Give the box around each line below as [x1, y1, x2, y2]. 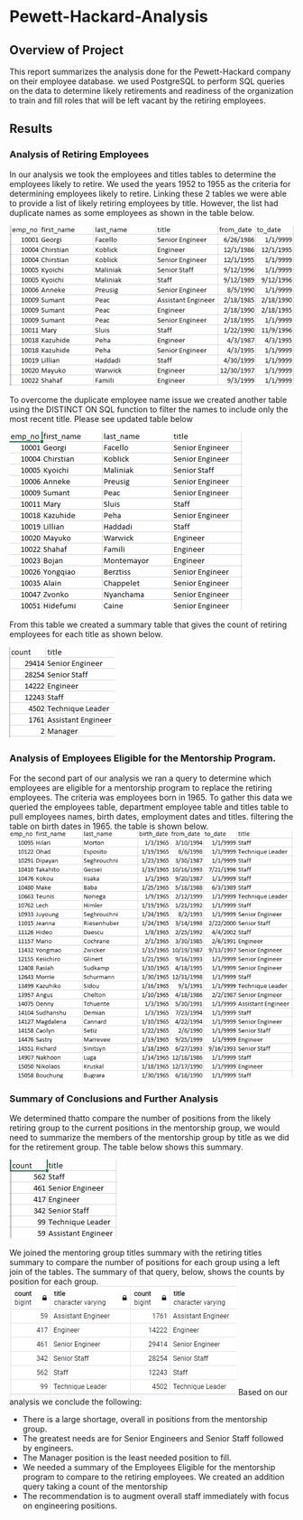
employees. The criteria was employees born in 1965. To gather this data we [9, 792, 293, 802]
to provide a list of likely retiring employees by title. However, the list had [9, 197, 279, 209]
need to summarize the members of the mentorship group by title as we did [9, 1132, 290, 1143]
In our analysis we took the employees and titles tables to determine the [9, 169, 277, 180]
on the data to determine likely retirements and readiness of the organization [9, 86, 294, 96]
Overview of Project [9, 42, 124, 58]
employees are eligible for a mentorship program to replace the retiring [9, 782, 272, 793]
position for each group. [9, 1276, 99, 1287]
